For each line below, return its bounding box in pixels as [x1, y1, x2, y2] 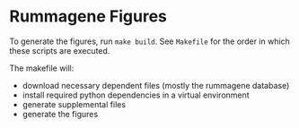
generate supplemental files [22, 98, 127, 109]
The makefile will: [9, 63, 75, 73]
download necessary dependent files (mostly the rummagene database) [22, 80, 290, 90]
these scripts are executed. [9, 45, 110, 55]
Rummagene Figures [9, 6, 168, 27]
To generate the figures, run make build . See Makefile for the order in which [9, 36, 290, 47]
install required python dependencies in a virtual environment [22, 90, 250, 100]
